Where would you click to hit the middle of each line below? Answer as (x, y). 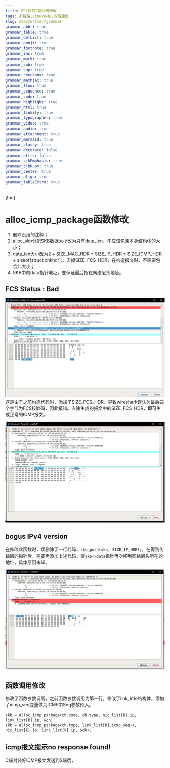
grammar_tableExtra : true (32, 182)
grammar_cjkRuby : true (29, 166)
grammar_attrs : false (28, 156)
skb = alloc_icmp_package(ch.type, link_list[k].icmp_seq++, (71, 725)
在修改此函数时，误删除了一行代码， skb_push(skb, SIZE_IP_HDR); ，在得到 (82, 549)
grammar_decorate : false (31, 150)
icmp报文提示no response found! (58, 747)
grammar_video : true (27, 124)
